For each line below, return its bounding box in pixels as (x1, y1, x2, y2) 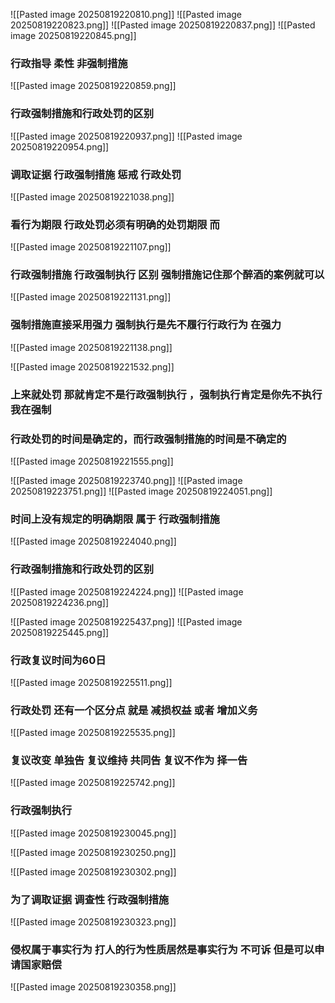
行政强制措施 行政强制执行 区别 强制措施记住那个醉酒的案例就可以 (10, 268, 325, 282)
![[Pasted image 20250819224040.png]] (10, 535, 177, 548)
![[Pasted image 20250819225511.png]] (10, 676, 173, 688)
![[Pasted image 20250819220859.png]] (10, 80, 177, 92)
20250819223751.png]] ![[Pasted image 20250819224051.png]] (10, 485, 273, 497)
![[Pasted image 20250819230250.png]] (10, 846, 177, 858)
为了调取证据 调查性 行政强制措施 (10, 892, 170, 906)
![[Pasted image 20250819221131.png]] (10, 291, 172, 303)
